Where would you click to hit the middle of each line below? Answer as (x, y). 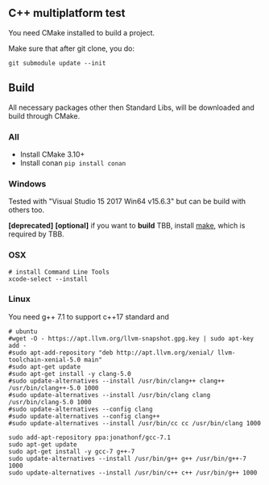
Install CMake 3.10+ (52, 154)
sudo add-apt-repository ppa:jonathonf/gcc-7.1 (90, 437)
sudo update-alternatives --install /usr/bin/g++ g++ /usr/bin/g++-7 (128, 458)
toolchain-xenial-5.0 (45, 360)
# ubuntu (23, 331)
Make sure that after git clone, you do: (72, 48)
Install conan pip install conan (73, 163)
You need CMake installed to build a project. (82, 32)
